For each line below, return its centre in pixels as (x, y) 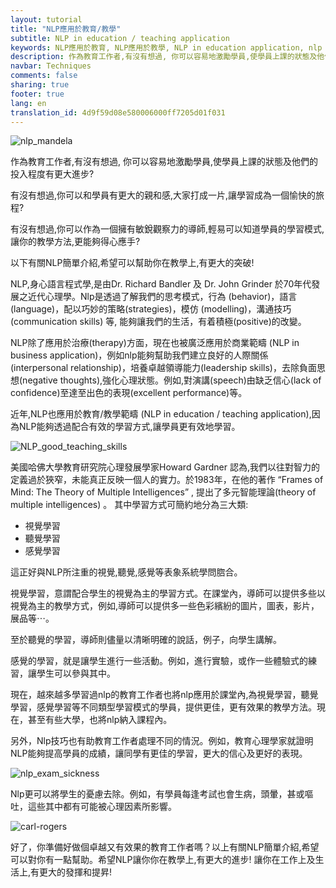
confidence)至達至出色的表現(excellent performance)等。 (129, 393)
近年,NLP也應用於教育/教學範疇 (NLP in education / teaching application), (161, 414)
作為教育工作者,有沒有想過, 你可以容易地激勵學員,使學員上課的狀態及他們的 (164, 162)
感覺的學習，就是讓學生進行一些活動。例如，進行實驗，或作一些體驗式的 (159, 661)
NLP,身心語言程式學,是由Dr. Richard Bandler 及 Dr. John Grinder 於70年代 (161, 284)
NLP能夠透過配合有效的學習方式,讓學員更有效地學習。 (129, 427)
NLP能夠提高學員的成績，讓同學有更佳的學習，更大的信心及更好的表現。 (159, 753)
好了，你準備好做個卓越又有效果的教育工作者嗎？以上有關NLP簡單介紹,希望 (165, 847)
